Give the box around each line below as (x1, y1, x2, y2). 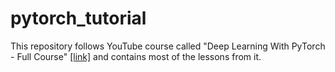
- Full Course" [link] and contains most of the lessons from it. (10, 50, 262, 62)
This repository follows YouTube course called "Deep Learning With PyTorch (10, 40, 326, 52)
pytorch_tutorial (10, 7, 147, 30)
